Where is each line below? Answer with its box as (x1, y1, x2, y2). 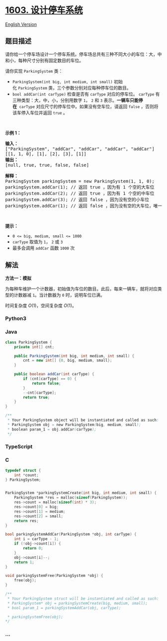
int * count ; (14, 472, 39, 478)
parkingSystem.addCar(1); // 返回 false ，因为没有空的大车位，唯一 (5, 203, 163, 209)
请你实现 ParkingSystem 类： (5, 68, 63, 74)
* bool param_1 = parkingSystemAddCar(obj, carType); (7, 605, 121, 610)
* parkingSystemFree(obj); (7, 614, 64, 620)
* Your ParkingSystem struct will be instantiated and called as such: (7, 596, 159, 601)
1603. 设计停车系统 (5, 4, 83, 16)
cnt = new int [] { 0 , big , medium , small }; (23, 358, 112, 363)
